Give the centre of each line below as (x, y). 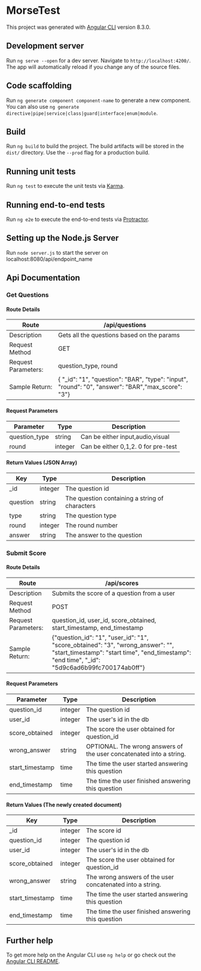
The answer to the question (104, 535)
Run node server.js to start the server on (57, 252)
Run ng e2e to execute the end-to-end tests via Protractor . (78, 219)
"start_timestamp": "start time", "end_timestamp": (121, 652)
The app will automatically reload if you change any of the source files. (93, 67)
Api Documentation (43, 278)
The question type (91, 515)
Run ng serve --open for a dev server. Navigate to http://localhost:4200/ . (99, 60)
